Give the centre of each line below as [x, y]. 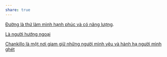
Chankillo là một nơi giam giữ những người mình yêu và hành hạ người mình [83, 44]
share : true [18, 10]
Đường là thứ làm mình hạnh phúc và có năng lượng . [60, 24]
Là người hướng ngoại [28, 34]
